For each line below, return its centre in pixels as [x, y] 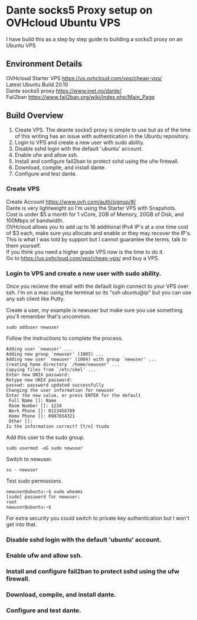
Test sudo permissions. [35, 481]
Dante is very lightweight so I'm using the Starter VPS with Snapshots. [91, 208]
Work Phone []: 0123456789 [42, 411]
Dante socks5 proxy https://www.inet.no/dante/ [64, 91]
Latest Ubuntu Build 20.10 [37, 84]
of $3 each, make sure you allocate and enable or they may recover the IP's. [99, 233]
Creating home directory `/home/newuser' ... [63, 365]
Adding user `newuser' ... [39, 349]
